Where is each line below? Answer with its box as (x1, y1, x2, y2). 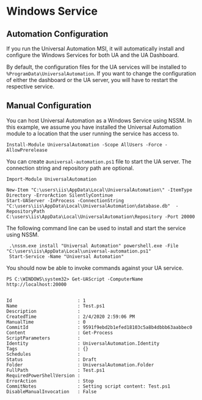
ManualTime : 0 (6, 319, 86, 325)
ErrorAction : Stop (6, 378, 95, 384)
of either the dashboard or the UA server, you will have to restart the (6, 77, 178, 83)
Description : (6, 308, 81, 314)
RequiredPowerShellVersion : (6, 372, 81, 379)
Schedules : (6, 351, 81, 357)
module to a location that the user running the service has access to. (6, 130, 179, 137)
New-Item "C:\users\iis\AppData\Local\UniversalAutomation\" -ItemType (6, 187, 192, 193)
